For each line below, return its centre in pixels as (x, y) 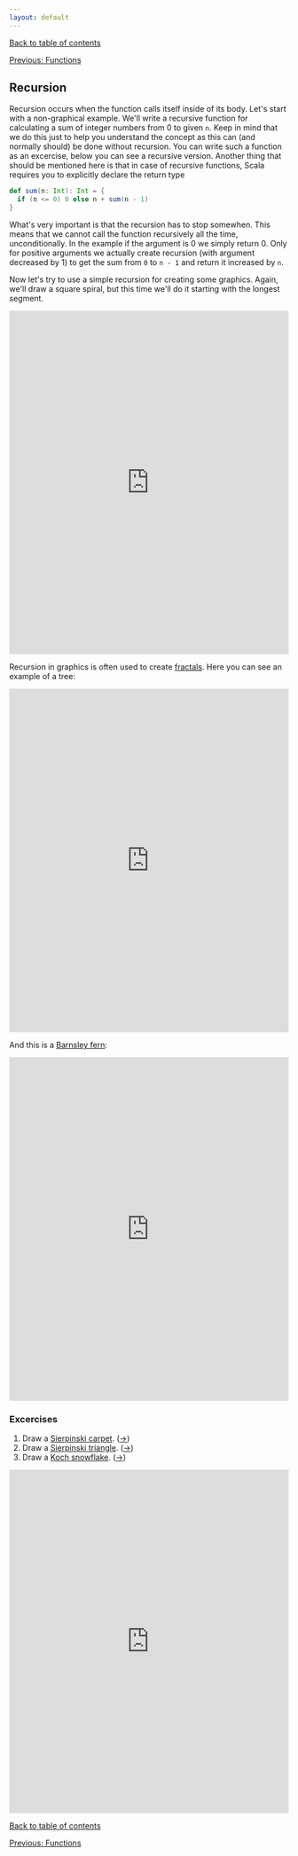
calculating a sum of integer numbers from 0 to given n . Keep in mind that (143, 128)
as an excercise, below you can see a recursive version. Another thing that (145, 156)
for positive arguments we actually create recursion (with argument (132, 253)
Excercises (33, 1419)
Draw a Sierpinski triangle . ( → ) (78, 1448)
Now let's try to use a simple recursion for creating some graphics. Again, (144, 279)
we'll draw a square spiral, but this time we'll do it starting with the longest (145, 289)
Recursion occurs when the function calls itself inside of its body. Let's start (148, 109)
